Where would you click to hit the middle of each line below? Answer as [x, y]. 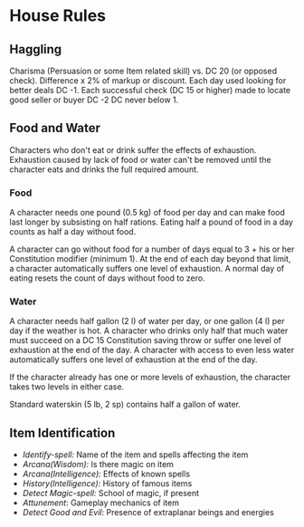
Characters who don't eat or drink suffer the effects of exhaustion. [133, 149]
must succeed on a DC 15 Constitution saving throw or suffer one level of [146, 340]
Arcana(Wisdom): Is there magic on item [98, 465]
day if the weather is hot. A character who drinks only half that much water [149, 331]
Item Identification [62, 432]
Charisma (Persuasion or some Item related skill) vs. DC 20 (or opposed [143, 71]
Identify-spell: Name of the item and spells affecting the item [135, 455]
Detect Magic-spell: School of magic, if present [111, 493]
